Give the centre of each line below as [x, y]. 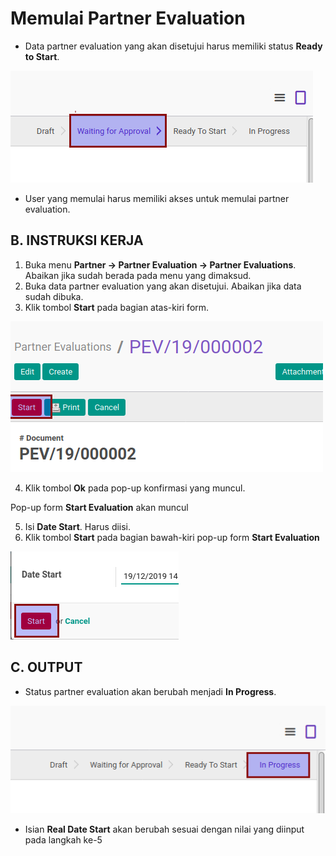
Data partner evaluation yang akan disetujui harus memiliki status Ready [173, 46]
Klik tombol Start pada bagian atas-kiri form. [117, 307]
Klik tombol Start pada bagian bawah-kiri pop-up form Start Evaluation [172, 537]
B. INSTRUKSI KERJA [77, 240]
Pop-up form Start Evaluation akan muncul [99, 507]
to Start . [42, 56]
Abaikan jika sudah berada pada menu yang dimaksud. [138, 275]
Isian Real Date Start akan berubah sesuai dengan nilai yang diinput [164, 829]
